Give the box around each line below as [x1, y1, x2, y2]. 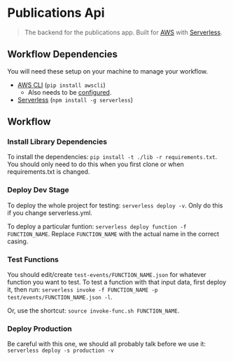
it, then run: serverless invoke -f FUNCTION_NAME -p [7, 285, 158, 294]
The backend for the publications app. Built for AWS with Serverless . [24, 28, 223, 36]
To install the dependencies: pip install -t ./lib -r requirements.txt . [7, 153, 218, 161]
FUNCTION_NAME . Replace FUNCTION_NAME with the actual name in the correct [7, 229, 220, 238]
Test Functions [7, 254, 59, 264]
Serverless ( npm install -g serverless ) [17, 95, 134, 104]
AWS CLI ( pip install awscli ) [17, 81, 106, 89]
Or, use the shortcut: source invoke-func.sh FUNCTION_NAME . [7, 306, 180, 315]
